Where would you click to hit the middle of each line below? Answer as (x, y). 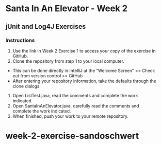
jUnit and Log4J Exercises (46, 27)
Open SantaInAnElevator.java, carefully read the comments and (76, 106)
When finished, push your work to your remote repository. (70, 116)
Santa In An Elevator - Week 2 (67, 9)
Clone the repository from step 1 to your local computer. (68, 61)
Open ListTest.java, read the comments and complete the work (75, 95)
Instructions (20, 40)
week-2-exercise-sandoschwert (72, 136)
